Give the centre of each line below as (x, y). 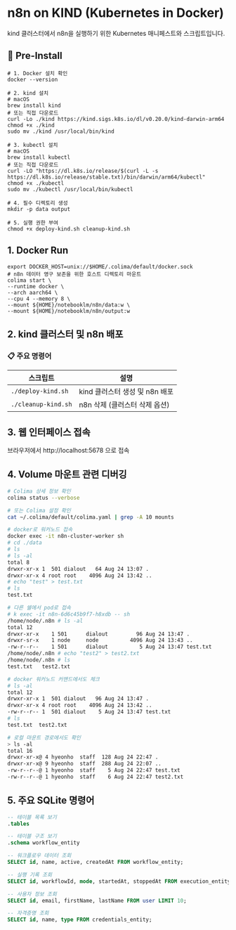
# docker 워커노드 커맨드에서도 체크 (54, 679)
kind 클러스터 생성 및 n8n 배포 (126, 392)
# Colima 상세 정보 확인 (39, 491)
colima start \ (29, 280)
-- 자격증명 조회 (28, 913)
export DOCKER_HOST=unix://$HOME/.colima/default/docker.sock (100, 266)
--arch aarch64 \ (33, 292)
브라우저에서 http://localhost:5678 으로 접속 (68, 451)
